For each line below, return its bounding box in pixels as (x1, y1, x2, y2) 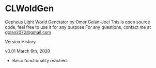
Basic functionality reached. (12, 57, 68, 63)
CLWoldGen (5, 3, 54, 14)
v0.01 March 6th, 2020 (5, 48, 50, 54)
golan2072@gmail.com (5, 29, 51, 35)
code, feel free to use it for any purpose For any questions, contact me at (5, 24, 151, 30)
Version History (5, 38, 36, 44)
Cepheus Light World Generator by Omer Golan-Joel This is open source (5, 19, 150, 25)
